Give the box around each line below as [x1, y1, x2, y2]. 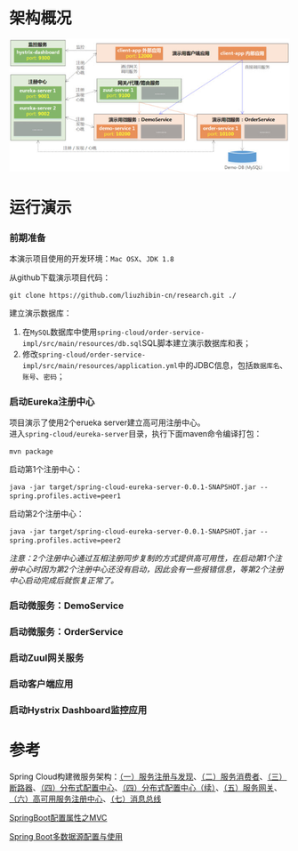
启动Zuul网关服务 [9, 652, 85, 664]
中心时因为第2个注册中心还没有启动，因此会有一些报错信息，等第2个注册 [16, 564, 285, 574]
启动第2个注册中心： [9, 509, 85, 519]
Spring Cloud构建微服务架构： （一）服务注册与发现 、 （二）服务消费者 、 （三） [9, 771, 287, 782]
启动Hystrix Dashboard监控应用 [9, 703, 148, 716]
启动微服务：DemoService [9, 599, 125, 612]
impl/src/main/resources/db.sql [21, 339, 142, 348]
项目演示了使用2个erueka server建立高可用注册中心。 [9, 417, 205, 428]
